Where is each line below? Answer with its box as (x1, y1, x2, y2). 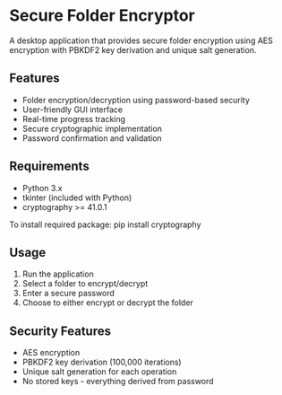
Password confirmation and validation (21, 132, 163, 144)
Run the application (21, 268, 94, 279)
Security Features (9, 323, 112, 338)
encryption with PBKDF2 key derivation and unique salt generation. (9, 44, 257, 55)
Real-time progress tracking (21, 113, 126, 124)
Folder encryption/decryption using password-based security (21, 94, 251, 105)
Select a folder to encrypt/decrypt (21, 278, 149, 289)
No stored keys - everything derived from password (21, 376, 214, 387)
